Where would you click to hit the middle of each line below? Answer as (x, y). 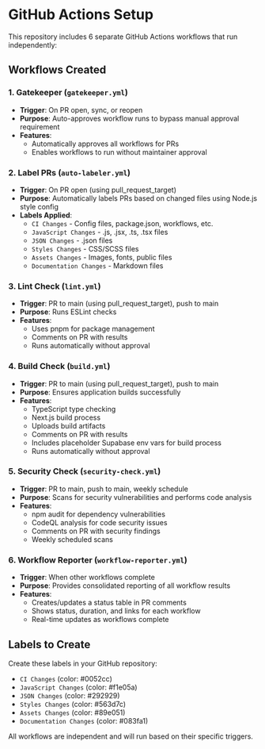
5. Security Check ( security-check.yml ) (85, 471)
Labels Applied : (46, 215)
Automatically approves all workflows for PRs (105, 144)
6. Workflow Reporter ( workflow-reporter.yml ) (98, 559)
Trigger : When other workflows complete (87, 578)
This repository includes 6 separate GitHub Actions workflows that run (123, 36)
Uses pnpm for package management (93, 329)
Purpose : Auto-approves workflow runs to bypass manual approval (129, 118)
